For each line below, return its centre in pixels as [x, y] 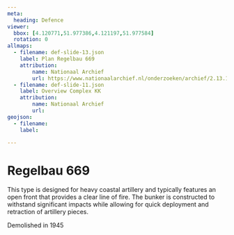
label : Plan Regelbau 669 [57, 59]
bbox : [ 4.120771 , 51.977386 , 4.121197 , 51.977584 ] [84, 33]
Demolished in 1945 [36, 225]
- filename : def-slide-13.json [59, 53]
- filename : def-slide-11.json [59, 85]
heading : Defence [39, 20]
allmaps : [20, 46]
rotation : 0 [31, 40]
